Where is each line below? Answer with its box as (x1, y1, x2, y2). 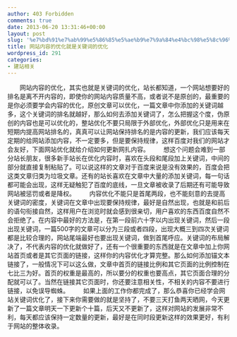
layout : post (7, 30, 46, 37)
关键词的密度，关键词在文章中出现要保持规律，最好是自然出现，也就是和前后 (7, 198, 230, 206)
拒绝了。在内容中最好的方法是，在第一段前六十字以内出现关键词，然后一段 (13, 215, 230, 224)
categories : (7, 57, 42, 64)
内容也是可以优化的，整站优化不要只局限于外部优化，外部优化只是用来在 (19, 118, 230, 127)
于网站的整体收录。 (7, 321, 63, 330)
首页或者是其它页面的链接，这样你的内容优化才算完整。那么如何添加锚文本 (13, 251, 230, 259)
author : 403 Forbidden (7, 10, 74, 18)
